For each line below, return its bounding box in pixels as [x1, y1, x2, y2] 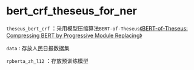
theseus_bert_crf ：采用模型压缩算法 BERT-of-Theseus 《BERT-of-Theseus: [6, 25, 188, 32]
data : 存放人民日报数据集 [6, 44, 70, 51]
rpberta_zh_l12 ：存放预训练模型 [6, 57, 89, 64]
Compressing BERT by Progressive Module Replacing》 [6, 32, 142, 39]
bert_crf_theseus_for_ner [6, 4, 138, 18]
